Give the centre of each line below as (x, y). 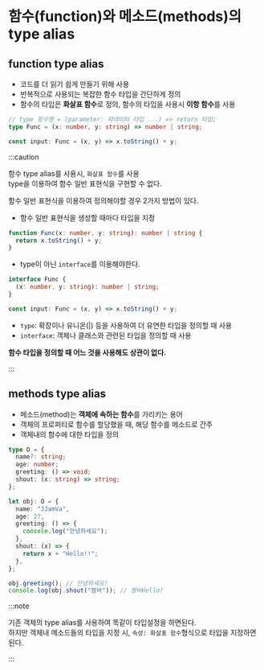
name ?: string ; (41, 457)
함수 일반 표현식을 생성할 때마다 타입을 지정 (87, 217)
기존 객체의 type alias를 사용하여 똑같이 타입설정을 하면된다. (102, 623)
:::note (19, 606)
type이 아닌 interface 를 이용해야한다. (80, 264)
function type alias (56, 64)
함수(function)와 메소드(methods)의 (125, 16)
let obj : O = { (34, 501)
